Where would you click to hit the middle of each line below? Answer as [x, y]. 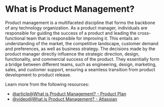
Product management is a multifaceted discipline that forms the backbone [80, 23]
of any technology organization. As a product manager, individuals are [76, 27]
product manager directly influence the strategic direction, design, [72, 54]
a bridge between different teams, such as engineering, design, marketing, [81, 64]
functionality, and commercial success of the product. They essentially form [82, 59]
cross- [144, 33]
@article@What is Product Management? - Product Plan [69, 94]
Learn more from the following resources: [47, 84]
